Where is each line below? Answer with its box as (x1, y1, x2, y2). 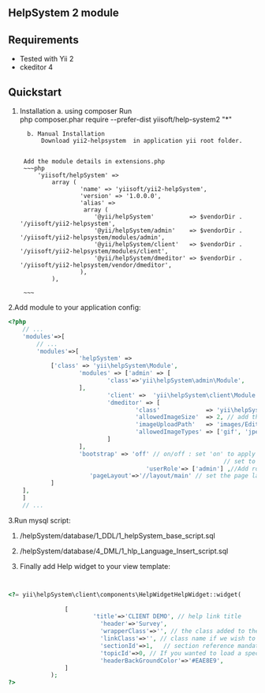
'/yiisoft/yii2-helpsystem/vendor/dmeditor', (19, 261, 172, 269)
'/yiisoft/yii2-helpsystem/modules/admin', (19, 234, 166, 242)
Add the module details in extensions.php (23, 158, 166, 166)
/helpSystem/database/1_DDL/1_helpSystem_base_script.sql (19, 530, 215, 540)
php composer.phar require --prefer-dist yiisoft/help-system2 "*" (19, 114, 233, 125)
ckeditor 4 (19, 62, 54, 72)
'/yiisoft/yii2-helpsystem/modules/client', (19, 248, 169, 256)
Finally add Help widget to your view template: (19, 561, 171, 571)
